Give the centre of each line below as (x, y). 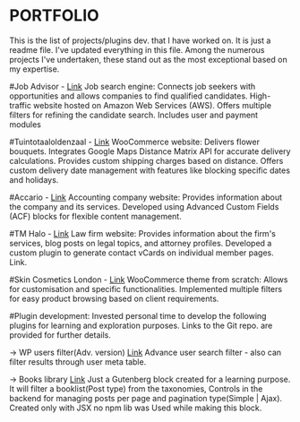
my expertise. (34, 69)
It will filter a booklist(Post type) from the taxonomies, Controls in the (136, 388)
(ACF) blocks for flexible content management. (95, 216)
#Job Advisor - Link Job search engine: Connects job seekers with (133, 86)
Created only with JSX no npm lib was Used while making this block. (136, 408)
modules (26, 124)
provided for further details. (60, 335)
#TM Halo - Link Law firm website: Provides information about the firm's (142, 233)
